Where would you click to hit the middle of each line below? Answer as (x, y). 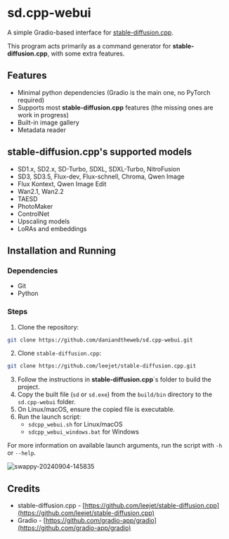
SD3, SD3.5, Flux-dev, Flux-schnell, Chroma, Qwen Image (101, 176)
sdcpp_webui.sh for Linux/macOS (75, 424)
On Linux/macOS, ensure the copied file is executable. (96, 410)
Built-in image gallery (48, 122)
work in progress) (43, 115)
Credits (24, 489)
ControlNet (33, 214)
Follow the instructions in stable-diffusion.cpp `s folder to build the (115, 379)
